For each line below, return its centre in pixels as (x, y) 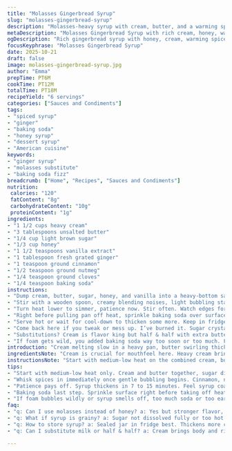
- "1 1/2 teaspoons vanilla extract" (61, 251)
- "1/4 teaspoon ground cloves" (54, 277)
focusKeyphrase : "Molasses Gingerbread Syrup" (75, 46)
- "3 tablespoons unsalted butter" (58, 232)
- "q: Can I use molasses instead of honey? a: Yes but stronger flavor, (116, 412)
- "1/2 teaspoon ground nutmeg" (54, 270)
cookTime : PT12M (30, 84)
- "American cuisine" (38, 148)
